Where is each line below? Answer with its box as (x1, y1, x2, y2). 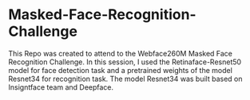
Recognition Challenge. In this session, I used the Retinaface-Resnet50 (8, 57, 242, 67)
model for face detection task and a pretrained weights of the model (8, 65, 233, 75)
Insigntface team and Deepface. (8, 82, 114, 92)
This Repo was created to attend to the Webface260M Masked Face (8, 48, 233, 58)
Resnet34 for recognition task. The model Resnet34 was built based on (8, 74, 243, 83)
